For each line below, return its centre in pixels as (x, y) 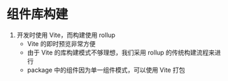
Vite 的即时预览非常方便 (61, 43)
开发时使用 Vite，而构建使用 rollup (66, 35)
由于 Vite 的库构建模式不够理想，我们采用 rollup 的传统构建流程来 (121, 52)
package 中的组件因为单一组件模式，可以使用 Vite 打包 (106, 70)
